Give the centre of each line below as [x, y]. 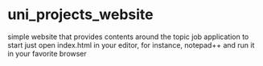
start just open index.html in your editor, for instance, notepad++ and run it [131, 45]
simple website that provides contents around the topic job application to [128, 37]
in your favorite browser [47, 53]
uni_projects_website [80, 15]
